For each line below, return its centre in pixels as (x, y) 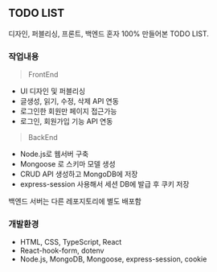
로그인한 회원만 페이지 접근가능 (68, 111)
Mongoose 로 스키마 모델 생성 (68, 164)
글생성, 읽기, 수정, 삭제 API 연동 (69, 101)
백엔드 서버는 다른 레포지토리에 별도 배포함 (75, 201)
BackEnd (43, 138)
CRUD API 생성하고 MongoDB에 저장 (79, 174)
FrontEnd (43, 75)
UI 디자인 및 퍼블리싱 (53, 91)
